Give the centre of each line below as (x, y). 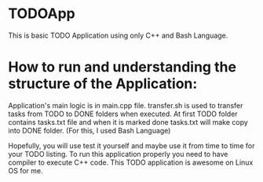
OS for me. (26, 170)
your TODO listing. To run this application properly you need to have (118, 154)
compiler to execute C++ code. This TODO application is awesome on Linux (131, 162)
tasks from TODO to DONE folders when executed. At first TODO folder (123, 114)
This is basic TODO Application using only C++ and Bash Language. (118, 35)
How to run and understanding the (122, 67)
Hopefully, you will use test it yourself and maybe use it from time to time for (131, 145)
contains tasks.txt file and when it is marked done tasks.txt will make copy (128, 122)
